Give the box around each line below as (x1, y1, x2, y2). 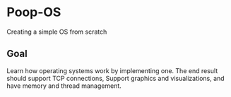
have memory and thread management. (6, 82, 122, 90)
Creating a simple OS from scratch (6, 27, 107, 36)
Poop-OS (6, 4, 61, 20)
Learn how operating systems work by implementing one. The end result (6, 66, 218, 75)
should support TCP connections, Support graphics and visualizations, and (6, 74, 225, 82)
